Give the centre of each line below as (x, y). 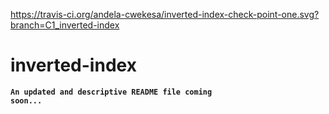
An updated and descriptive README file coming (111, 92)
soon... (26, 100)
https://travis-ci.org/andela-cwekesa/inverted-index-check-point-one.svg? (165, 14)
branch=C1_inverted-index (65, 25)
